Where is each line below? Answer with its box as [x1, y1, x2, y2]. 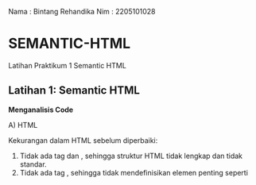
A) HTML [8, 120, 38, 129]
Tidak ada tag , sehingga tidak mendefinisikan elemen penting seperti [19, 168, 249, 177]
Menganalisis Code [8, 105, 74, 114]
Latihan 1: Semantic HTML [8, 83, 141, 98]
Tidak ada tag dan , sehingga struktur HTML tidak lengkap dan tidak [19, 151, 243, 160]
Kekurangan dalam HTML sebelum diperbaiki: [8, 135, 158, 145]
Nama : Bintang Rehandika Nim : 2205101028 [8, 7, 156, 16]
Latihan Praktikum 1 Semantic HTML [8, 60, 127, 70]
